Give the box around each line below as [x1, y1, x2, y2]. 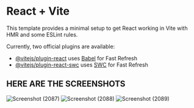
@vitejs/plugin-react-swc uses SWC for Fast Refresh [15, 61, 148, 68]
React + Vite [6, 4, 70, 18]
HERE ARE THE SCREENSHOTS [6, 79, 126, 89]
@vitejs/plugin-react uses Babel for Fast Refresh [15, 54, 138, 62]
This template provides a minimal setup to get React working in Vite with [6, 24, 188, 32]
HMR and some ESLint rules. [6, 31, 78, 38]
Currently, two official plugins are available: [6, 43, 115, 50]
